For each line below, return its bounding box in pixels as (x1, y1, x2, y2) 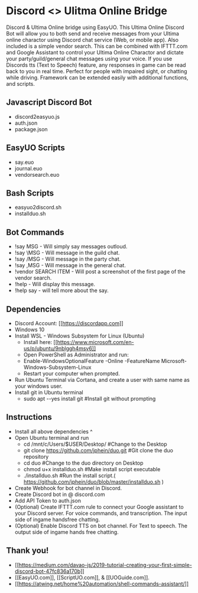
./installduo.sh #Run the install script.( (23, 472, 116, 479)
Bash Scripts (6, 188, 54, 198)
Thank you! (6, 546, 49, 556)
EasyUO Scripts (6, 143, 65, 153)
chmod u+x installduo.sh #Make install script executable (23, 465, 161, 472)
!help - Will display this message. (14, 281, 96, 288)
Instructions (6, 412, 52, 422)
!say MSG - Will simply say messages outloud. (14, 243, 128, 250)
